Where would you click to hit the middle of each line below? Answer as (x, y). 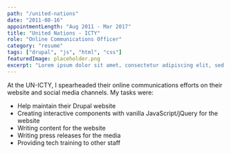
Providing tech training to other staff (69, 142)
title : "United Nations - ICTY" (54, 33)
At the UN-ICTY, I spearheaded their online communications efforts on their (115, 85)
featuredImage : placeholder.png (54, 59)
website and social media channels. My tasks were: (81, 92)
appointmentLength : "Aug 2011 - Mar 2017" (69, 26)
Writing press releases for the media (69, 135)
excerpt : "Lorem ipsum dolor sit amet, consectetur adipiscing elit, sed (116, 65)
